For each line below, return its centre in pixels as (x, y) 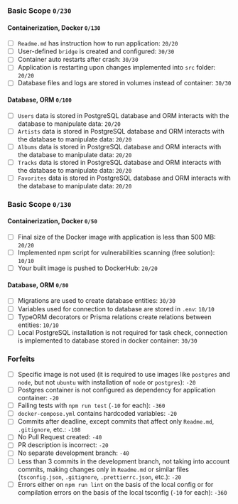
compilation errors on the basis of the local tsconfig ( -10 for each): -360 (122, 492)
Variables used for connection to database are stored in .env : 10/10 (116, 309)
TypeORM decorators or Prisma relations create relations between (114, 317)
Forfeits (21, 359)
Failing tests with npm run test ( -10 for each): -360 (91, 406)
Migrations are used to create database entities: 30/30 (97, 301)
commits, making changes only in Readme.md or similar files (103, 469)
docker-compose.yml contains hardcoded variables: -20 (97, 414)
